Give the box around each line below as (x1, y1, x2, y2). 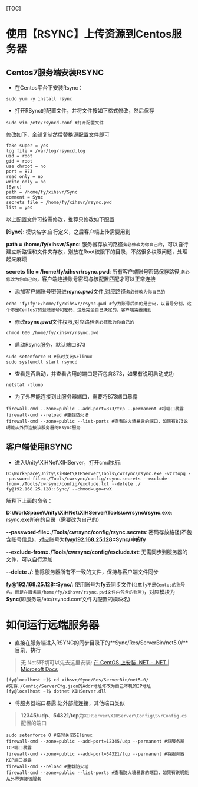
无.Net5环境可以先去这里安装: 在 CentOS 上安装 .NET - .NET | (20, 658, 170, 666)
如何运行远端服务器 (6, 618, 100, 631)
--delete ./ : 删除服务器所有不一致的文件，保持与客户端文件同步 (6, 568, 159, 575)
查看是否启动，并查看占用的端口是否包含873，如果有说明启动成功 (14, 370, 174, 377)
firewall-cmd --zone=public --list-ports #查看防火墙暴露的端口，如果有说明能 (6, 769, 189, 776)
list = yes (6, 205, 33, 210)
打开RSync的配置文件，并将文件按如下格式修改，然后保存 (14, 107, 154, 114)
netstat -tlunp (6, 382, 44, 388)
